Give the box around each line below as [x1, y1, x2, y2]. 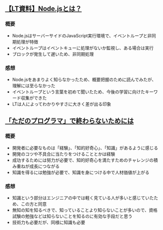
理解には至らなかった [12, 82, 55, 88]
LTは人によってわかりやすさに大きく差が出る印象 [12, 101, 112, 107]
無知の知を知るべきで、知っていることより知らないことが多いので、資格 [12, 207, 158, 213]
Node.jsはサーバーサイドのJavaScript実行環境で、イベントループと [12, 32, 148, 38]
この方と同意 [21, 201, 47, 207]
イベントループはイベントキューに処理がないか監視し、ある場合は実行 [12, 45, 154, 51]
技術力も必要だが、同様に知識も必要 [12, 219, 86, 225]
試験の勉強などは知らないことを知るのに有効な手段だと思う [12, 213, 133, 219]
